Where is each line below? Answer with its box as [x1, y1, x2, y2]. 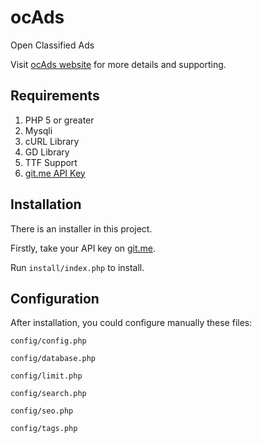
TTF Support [24, 156, 78, 168]
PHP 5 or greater [24, 114, 95, 126]
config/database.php [10, 354, 97, 364]
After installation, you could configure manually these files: [10, 317, 253, 329]
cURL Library [24, 135, 80, 147]
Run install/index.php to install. [10, 261, 145, 273]
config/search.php [10, 389, 87, 399]
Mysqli [24, 124, 53, 136]
